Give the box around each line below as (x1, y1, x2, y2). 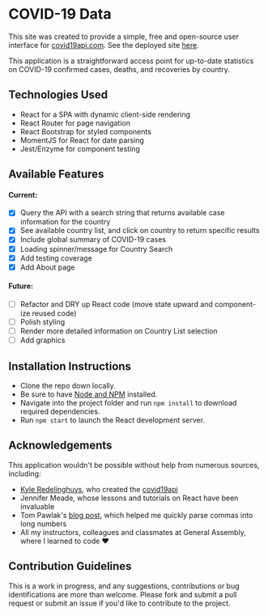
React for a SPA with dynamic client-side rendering (19, 109, 191, 119)
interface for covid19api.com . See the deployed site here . (8, 40, 200, 49)
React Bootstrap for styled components (19, 126, 152, 136)
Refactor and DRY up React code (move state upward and (19, 299, 213, 308)
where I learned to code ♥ (19, 536, 109, 546)
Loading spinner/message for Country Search (19, 244, 173, 253)
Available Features (8, 168, 104, 181)
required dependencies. (19, 406, 100, 416)
